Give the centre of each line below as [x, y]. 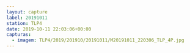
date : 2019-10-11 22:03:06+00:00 [49, 29]
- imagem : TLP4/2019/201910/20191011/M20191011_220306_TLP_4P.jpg [98, 40]
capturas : [19, 35]
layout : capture [27, 12]
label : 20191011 [27, 18]
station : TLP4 [24, 23]
